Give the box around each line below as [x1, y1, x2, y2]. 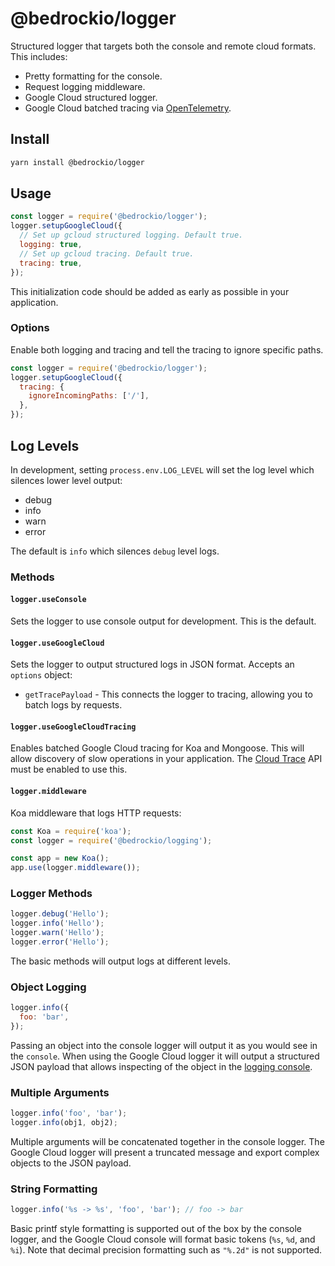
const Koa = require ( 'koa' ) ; [10, 826, 132, 836]
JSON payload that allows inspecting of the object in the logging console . [10, 1060, 313, 1072]
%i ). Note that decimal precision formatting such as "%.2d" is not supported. [10, 1244, 323, 1256]
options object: [10, 669, 73, 681]
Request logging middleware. [24, 80, 146, 92]
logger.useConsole [10, 595, 87, 605]
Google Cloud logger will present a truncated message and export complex [10, 1146, 320, 1158]
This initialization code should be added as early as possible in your [10, 285, 290, 297]
